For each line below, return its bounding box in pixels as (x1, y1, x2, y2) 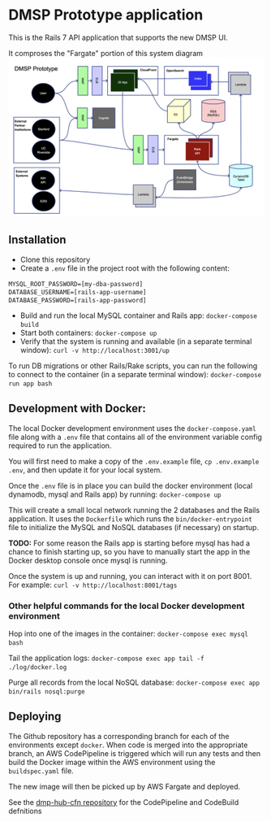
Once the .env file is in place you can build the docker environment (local (8, 481, 253, 490)
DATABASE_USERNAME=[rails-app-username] (8, 288, 148, 296)
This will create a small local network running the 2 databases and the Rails (8, 505, 260, 515)
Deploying (8, 710, 62, 724)
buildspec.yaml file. (8, 766, 75, 776)
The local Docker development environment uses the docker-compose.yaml (8, 423, 257, 433)
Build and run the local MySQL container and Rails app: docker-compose (19, 311, 258, 320)
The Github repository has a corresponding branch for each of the (8, 731, 230, 741)
